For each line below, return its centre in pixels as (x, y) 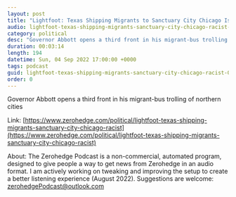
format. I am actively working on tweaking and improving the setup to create (118, 171)
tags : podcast (28, 66)
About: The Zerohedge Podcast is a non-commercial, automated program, (114, 156)
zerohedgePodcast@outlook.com (56, 186)
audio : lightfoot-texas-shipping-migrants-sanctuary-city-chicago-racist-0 (120, 27)
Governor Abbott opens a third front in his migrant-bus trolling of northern (114, 99)
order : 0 (20, 79)
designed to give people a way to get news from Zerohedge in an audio (111, 164)
